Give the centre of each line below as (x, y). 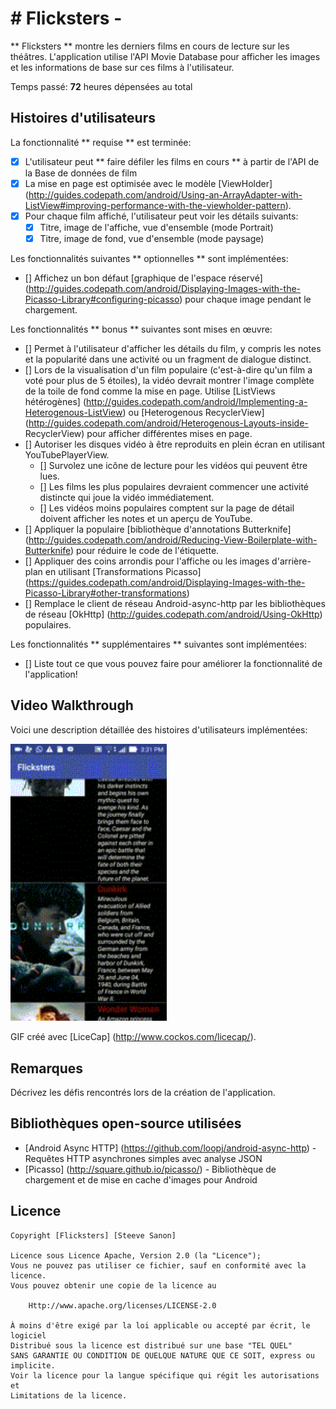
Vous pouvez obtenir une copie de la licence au (113, 1285)
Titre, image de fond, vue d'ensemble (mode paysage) (152, 238)
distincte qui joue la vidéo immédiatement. (127, 498)
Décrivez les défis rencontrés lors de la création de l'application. (143, 1093)
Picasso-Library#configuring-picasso (102, 299)
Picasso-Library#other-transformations (105, 593)
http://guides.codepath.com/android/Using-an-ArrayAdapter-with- (165, 194)
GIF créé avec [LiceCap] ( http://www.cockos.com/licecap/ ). (133, 1037)
